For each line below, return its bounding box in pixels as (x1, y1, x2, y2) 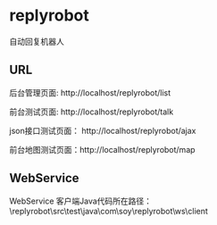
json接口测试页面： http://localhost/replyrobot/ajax (9, 125, 196, 136)
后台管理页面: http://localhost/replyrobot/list (9, 87, 171, 98)
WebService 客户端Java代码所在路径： (9, 196, 153, 206)
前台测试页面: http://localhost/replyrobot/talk (9, 106, 174, 117)
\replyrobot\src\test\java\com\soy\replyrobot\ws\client (9, 205, 208, 216)
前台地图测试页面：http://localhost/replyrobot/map (9, 144, 196, 154)
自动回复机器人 (9, 36, 64, 46)
